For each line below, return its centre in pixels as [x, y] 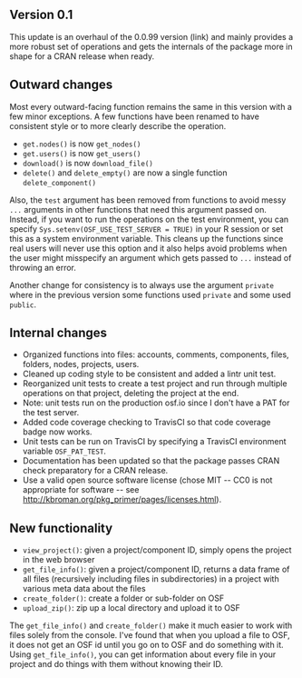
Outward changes [61, 85]
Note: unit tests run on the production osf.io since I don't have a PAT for [156, 403]
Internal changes [58, 333]
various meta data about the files [84, 589]
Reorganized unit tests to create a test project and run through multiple [155, 384]
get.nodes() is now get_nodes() [82, 144]
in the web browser [58, 560]
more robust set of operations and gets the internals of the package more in [151, 46]
